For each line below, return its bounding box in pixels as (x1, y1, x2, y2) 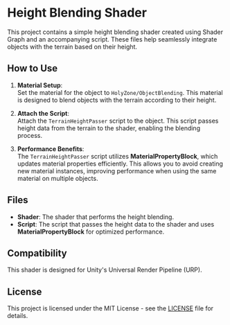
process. (17, 131, 43, 139)
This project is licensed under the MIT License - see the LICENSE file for (7, 304, 213, 313)
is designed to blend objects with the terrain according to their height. (17, 96, 217, 104)
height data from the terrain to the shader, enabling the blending (17, 123, 201, 132)
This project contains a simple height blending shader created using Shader (7, 28, 224, 36)
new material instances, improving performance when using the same (17, 166, 217, 175)
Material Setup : (17, 81, 63, 89)
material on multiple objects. (17, 174, 98, 182)
